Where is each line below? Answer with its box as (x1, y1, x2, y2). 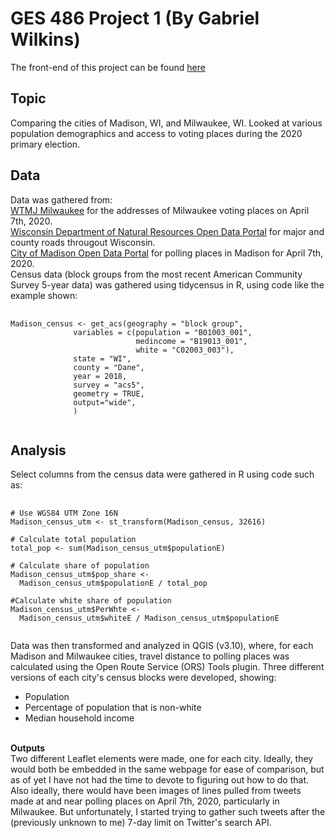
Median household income (24, 712, 135, 724)
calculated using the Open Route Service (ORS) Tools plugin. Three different (10, 661, 325, 673)
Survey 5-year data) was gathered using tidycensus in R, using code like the (10, 278, 325, 291)
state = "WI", (73, 353, 132, 364)
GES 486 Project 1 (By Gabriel (10, 7, 260, 30)
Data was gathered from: (10, 193, 113, 206)
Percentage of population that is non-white (24, 702, 202, 714)
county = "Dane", (73, 362, 145, 372)
